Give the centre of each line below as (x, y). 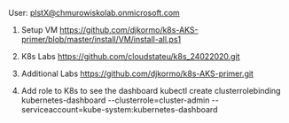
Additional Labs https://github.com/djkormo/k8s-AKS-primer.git (137, 73)
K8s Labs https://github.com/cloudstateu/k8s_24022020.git (130, 56)
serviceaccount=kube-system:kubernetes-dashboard (119, 109)
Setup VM (39, 30)
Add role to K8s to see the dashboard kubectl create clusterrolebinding (151, 91)
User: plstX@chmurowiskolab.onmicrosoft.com (94, 13)
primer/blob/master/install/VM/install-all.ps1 (101, 39)
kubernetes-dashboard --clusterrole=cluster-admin (115, 100)
